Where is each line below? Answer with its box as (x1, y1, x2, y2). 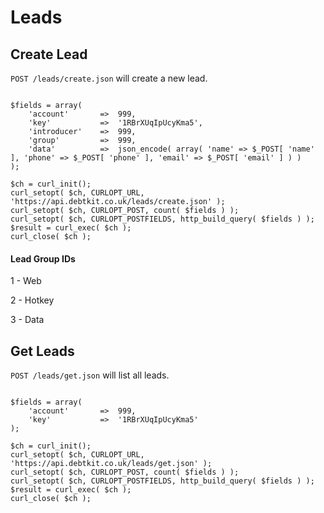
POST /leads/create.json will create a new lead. (10, 72, 208, 84)
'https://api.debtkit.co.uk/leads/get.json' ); (10, 459, 213, 469)
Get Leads (10, 342, 75, 360)
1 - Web (10, 275, 42, 287)
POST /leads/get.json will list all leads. (10, 369, 170, 381)
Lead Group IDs (10, 252, 76, 265)
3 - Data (10, 314, 45, 326)
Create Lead (10, 46, 88, 63)
